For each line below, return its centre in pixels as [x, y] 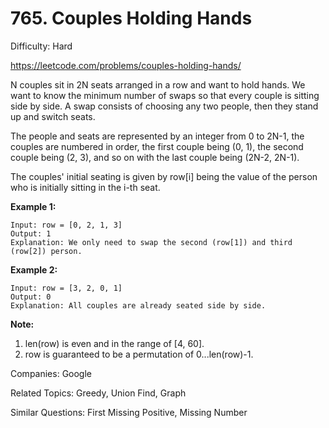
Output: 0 [31, 297]
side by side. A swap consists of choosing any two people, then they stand [164, 106]
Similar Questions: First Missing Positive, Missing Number [129, 412]
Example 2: [34, 269]
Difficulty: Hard [41, 46]
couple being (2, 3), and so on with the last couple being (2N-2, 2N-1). [155, 157]
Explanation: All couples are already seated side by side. [138, 305]
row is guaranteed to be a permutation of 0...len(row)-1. [139, 354]
